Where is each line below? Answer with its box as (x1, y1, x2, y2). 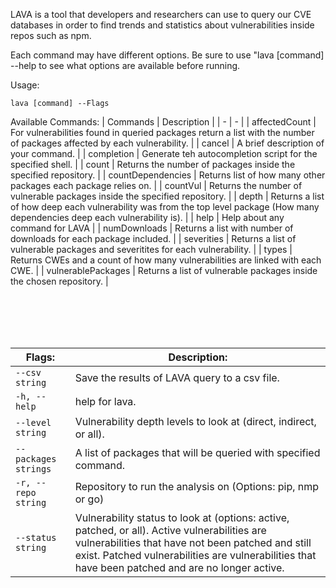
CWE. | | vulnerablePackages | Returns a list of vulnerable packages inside (10, 265, 318, 276)
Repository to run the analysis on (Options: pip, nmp (74, 480, 320, 493)
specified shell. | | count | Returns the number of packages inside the (10, 159, 296, 170)
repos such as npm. (10, 30, 92, 41)
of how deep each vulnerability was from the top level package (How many (10, 201, 320, 213)
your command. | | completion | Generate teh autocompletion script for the (10, 148, 318, 159)
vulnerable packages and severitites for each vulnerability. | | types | (10, 244, 293, 255)
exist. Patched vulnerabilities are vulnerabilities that (74, 549, 317, 562)
